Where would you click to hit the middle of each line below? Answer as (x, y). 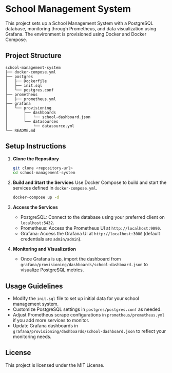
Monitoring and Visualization (44, 249)
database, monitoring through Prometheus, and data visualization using (81, 28)
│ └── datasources (32, 121)
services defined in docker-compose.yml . (55, 188)
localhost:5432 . (37, 223)
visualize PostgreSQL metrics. (52, 270)
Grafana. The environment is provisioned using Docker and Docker (76, 34)
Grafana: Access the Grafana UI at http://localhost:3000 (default (90, 234)
